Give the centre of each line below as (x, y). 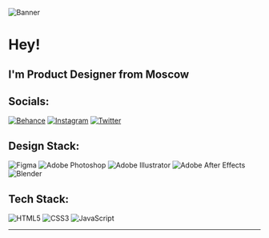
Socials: (29, 101)
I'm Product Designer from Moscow (99, 74)
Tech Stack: (39, 199)
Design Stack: (44, 145)
